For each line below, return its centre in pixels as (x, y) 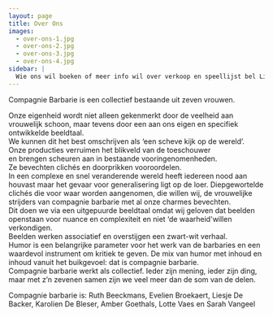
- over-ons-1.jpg (45, 39)
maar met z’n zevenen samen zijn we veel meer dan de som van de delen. (132, 279)
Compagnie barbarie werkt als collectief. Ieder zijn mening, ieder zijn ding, (133, 271)
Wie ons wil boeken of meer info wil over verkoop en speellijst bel (136, 76)
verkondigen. (30, 228)
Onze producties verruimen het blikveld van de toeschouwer (110, 150)
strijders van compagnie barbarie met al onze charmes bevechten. (120, 202)
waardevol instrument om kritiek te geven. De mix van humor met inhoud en (135, 254)
